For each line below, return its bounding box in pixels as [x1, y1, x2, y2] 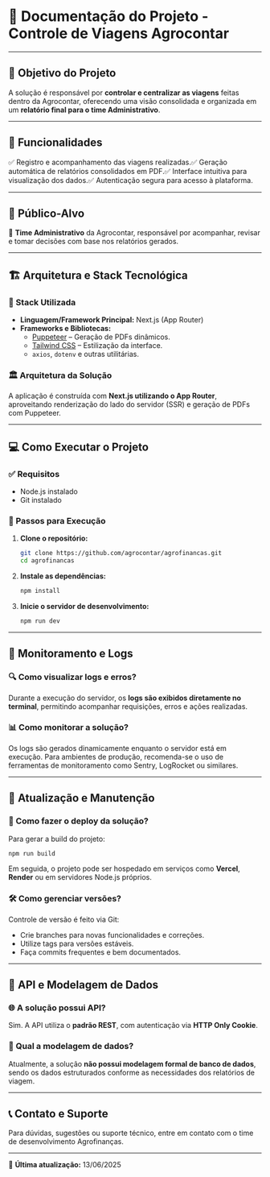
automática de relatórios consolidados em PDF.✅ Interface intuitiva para [8, 166, 247, 176]
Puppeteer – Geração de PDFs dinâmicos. [31, 332, 170, 342]
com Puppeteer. [8, 408, 62, 418]
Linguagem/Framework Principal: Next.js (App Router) [19, 315, 204, 325]
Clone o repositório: [19, 533, 88, 543]
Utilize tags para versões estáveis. [19, 939, 134, 948]
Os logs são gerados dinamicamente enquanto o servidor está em [8, 743, 227, 752]
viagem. [8, 1075, 35, 1086]
